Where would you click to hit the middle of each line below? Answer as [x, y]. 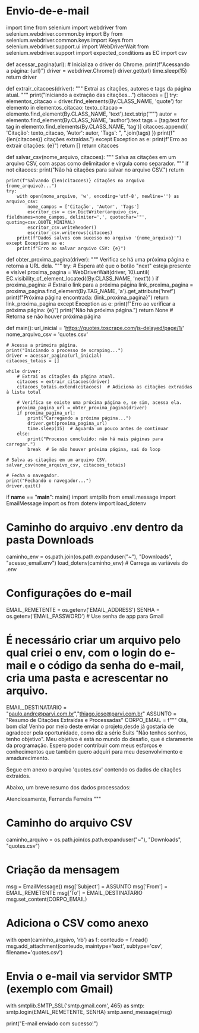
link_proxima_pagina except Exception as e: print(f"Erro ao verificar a [91, 304]
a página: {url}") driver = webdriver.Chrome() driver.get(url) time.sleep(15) [97, 70]
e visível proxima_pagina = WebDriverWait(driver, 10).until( [78, 272]
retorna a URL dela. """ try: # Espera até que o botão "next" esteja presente [99, 266]
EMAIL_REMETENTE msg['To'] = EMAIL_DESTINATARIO [74, 892]
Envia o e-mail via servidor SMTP [90, 976]
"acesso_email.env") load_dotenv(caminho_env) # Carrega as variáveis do [97, 563]
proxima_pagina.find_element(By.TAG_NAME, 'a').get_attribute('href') [91, 291]
